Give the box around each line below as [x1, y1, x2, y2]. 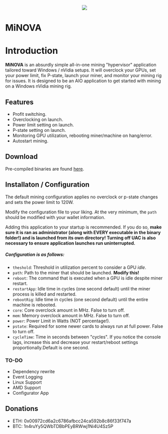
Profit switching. [12, 111, 47, 117]
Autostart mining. [12, 137, 49, 143]
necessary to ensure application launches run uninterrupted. [5, 240, 136, 246]
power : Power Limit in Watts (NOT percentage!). [12, 318, 111, 324]
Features [5, 98, 34, 106]
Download [5, 153, 38, 161]
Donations [5, 404, 39, 413]
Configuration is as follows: [5, 252, 65, 258]
